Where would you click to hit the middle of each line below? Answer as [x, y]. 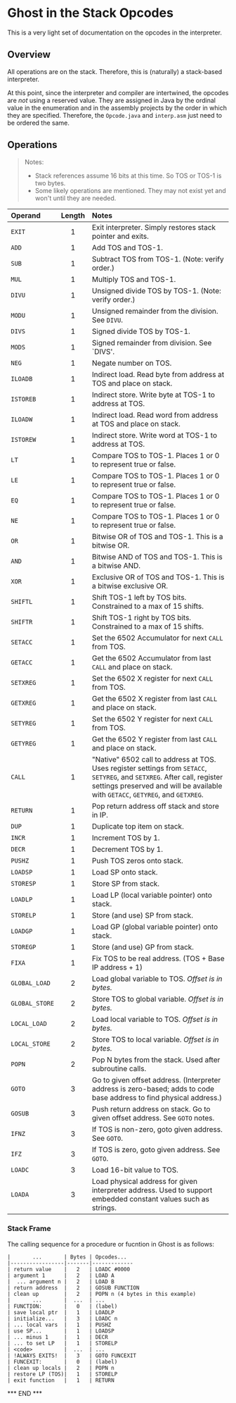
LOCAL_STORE [31, 1044]
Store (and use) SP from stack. [142, 915]
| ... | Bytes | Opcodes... [67, 1257]
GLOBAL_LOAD [31, 983]
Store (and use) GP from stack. [143, 947]
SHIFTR [22, 622]
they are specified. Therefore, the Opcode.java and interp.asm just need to [115, 115]
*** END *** [25, 1393]
